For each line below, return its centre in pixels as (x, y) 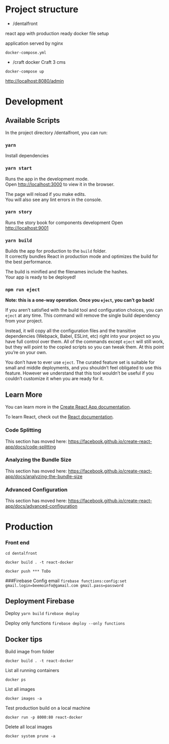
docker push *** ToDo (28, 571)
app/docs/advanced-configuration (41, 506)
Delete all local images (29, 727)
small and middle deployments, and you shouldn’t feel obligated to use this (83, 368)
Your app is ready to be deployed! (41, 277)
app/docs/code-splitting (31, 447)
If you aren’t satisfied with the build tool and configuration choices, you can (84, 310)
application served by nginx (34, 43)
